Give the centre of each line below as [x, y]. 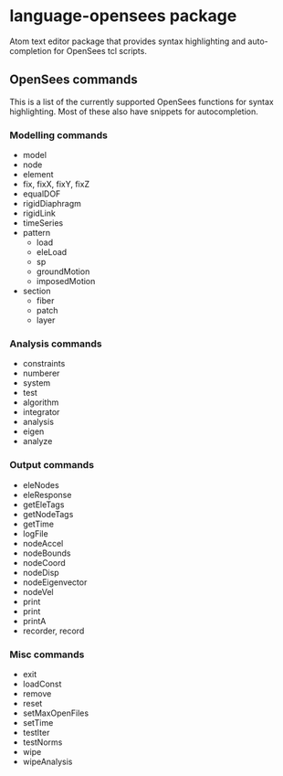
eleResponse [47, 494]
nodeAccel [43, 543]
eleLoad [52, 252]
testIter [36, 732]
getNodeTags [48, 514]
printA [34, 621]
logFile [35, 533]
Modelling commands [58, 135]
